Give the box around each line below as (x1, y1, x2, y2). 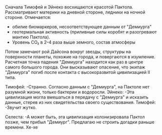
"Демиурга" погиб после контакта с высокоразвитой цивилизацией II (5, 69, 150, 75)
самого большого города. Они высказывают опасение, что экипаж (5, 64, 145, 70)
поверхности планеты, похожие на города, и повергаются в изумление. (5, 54, 156, 60)
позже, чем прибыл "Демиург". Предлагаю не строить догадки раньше (5, 119, 155, 125)
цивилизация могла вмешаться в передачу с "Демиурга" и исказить (5, 94, 149, 100)
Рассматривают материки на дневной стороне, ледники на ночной (5, 9, 145, 15)
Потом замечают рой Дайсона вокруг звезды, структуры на (5, 49, 131, 54)
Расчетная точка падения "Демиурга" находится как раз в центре (5, 59, 143, 65)
